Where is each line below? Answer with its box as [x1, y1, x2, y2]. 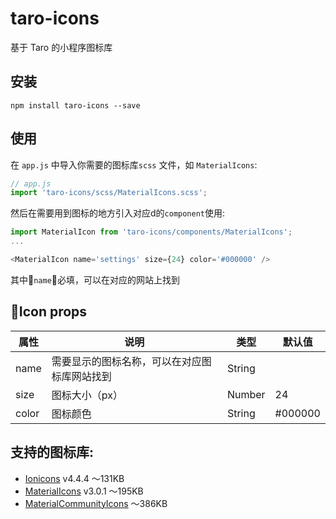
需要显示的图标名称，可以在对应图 [51, 354, 212, 368]
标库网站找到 [51, 369, 112, 383]
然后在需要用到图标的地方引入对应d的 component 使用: [10, 207, 226, 219]
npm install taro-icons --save [10, 100, 141, 111]
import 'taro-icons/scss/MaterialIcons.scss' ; [10, 188, 208, 198]
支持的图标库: [10, 444, 95, 461]
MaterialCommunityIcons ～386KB [24, 497, 168, 509]
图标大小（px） [51, 388, 123, 402]
